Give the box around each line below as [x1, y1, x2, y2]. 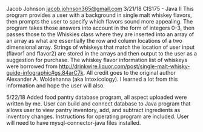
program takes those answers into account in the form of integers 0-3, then [6, 24, 195, 31]
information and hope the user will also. [6, 82, 105, 89]
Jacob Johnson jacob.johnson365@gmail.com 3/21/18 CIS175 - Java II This [6, 5, 194, 12]
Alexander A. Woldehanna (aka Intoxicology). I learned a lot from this [6, 75, 178, 83]
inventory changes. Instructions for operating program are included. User [6, 113, 189, 120]
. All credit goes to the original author [83, 69, 176, 76]
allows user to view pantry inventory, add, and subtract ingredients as [6, 107, 181, 113]
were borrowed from [6, 63, 58, 70]
